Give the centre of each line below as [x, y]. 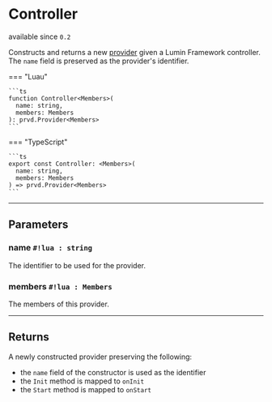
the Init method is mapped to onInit [82, 381]
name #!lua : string [51, 248]
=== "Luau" [28, 76]
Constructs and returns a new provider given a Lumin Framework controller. [134, 52]
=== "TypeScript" [38, 142]
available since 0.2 [40, 36]
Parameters [38, 225]
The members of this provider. [59, 304]
